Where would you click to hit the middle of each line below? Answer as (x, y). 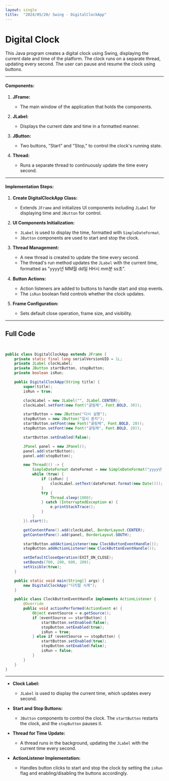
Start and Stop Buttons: (37, 709)
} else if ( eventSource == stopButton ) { (76, 637)
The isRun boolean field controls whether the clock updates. (82, 294)
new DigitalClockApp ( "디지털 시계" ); (60, 585)
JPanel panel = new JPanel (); (55, 446)
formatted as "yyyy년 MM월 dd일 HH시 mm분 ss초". (73, 268)
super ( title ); (38, 386)
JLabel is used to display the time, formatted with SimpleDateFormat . (90, 232)
